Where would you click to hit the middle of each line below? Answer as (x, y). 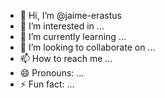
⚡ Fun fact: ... (47, 84)
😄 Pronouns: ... (52, 73)
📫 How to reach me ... (66, 58)
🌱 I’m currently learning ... (73, 36)
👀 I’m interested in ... (62, 26)
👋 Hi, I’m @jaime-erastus (70, 15)
